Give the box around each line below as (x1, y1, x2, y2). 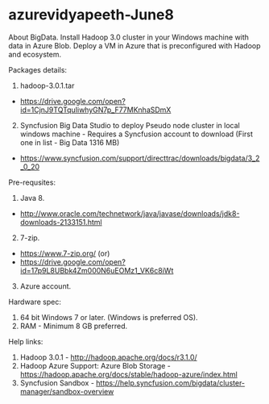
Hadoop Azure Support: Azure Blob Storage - (19, 360, 171, 370)
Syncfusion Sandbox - (19, 377, 95, 388)
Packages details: (8, 65, 67, 74)
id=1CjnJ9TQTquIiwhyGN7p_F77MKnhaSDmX (19, 105, 172, 115)
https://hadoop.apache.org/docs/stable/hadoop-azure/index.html (19, 369, 238, 379)
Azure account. (19, 281, 72, 291)
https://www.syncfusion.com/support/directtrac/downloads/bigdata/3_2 (19, 153, 260, 163)
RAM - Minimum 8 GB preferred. (19, 321, 128, 331)
